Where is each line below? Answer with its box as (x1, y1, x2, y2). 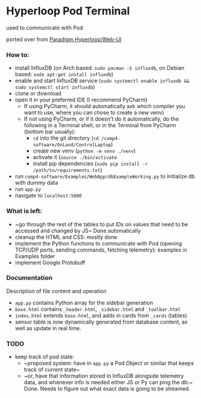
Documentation (6, 274, 53, 282)
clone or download (14, 90, 62, 97)
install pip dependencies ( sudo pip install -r (32, 160, 148, 167)
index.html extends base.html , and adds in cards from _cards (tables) (14, 312, 187, 319)
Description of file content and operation (6, 287, 107, 295)
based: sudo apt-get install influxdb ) (14, 71, 114, 78)
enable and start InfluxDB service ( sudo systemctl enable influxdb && (14, 77, 190, 85)
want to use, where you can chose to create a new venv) (23, 109, 164, 116)
